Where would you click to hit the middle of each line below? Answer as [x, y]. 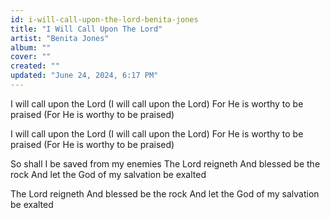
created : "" [35, 66]
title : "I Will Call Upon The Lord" [86, 29]
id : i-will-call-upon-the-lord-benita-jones [104, 19]
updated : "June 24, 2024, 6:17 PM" [84, 76]
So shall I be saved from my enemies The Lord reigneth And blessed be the [165, 163]
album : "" [31, 47]
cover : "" [31, 57]
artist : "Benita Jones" [60, 38]
